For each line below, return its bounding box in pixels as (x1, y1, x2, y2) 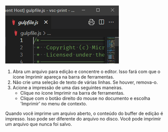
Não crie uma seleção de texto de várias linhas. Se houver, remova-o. (12, 79, 158, 85)
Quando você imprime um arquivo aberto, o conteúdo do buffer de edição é (5, 110, 163, 116)
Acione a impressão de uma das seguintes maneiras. (12, 85, 123, 91)
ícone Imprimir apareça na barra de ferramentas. (12, 74, 114, 80)
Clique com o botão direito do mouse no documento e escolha (20, 95, 150, 101)
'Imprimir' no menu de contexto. (20, 101, 88, 106)
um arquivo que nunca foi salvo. (5, 121, 72, 127)
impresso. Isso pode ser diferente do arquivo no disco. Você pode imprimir (5, 116, 161, 121)
